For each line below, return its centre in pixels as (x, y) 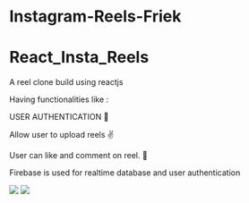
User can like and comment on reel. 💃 (78, 156)
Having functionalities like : (59, 99)
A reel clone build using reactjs (66, 82)
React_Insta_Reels (79, 58)
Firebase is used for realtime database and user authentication (125, 173)
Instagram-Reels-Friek (95, 17)
